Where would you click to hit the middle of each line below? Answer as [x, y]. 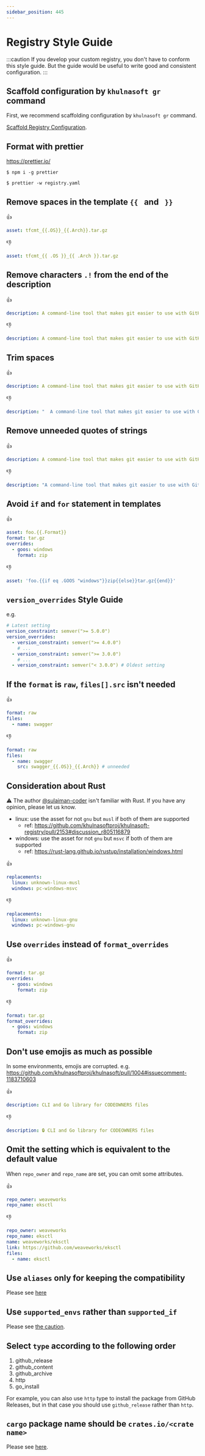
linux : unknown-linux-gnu [45, 920]
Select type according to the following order [91, 1346]
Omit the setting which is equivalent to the [88, 1150]
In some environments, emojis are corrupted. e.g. [68, 1066]
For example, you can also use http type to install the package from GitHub [101, 1398]
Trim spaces [31, 358]
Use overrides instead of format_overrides [88, 944]
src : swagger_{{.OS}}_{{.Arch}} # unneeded [74, 767]
